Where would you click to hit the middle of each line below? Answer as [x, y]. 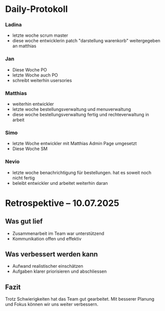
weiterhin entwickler [33, 104]
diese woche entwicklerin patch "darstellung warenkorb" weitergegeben [86, 41]
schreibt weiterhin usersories [42, 80]
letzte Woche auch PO [35, 75]
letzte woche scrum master [40, 35]
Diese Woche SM [30, 149]
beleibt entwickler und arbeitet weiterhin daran [60, 183]
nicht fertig [24, 178]
